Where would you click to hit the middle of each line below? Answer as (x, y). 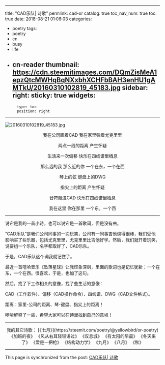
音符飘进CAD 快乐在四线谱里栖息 (82, 198)
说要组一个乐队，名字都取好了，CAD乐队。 (48, 246)
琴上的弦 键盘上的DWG (82, 177)
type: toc (27, 107)
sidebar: (135, 88)
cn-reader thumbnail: (46, 65)
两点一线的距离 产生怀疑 (82, 145)
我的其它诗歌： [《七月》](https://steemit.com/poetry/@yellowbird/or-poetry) (82, 330)
